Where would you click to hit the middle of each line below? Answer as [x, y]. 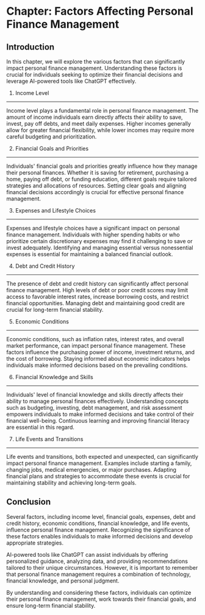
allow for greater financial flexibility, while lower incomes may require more [100, 130]
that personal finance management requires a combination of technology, [99, 574]
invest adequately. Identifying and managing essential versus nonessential [100, 247]
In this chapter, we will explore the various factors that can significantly [95, 62]
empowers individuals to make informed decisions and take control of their [100, 414]
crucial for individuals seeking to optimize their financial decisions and [95, 74]
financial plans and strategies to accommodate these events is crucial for [98, 476]
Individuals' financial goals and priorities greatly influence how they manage [102, 166]
